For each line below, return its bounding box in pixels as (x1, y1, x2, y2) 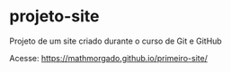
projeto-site (9, 6, 100, 27)
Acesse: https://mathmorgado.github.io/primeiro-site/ (9, 52, 209, 63)
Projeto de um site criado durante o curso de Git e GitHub (9, 36, 222, 46)
